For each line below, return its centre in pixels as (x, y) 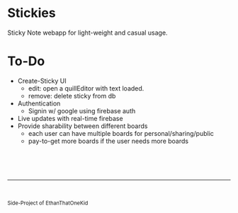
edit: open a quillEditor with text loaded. (86, 88)
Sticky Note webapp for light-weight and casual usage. (87, 33)
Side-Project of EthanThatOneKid (48, 203)
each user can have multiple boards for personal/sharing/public (121, 133)
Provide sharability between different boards (83, 126)
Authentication (39, 103)
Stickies (32, 13)
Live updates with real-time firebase (70, 118)
